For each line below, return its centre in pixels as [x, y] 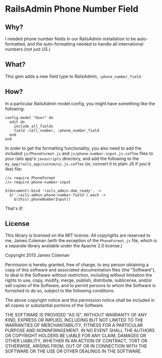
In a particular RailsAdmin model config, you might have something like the [80, 103]
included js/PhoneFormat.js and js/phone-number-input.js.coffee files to [79, 153]
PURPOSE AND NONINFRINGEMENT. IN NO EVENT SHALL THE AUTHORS [80, 331]
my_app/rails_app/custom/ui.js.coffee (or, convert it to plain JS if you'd [78, 164]
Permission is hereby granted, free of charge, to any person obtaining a [77, 265]
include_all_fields [34, 126]
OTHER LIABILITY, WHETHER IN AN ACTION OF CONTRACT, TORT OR [76, 341]
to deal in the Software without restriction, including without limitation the [79, 275]
